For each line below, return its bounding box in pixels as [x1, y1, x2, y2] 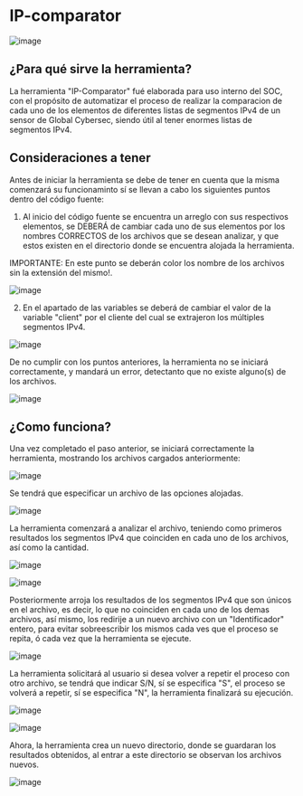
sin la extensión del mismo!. [9, 267, 113, 278]
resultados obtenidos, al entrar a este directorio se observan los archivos [9, 750, 282, 761]
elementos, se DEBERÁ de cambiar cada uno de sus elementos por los [22, 221, 286, 232]
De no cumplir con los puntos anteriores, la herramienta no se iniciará [9, 356, 269, 367]
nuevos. [9, 759, 39, 770]
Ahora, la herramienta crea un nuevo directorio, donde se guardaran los [9, 740, 277, 751]
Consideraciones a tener [9, 150, 151, 166]
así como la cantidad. [9, 542, 90, 553]
